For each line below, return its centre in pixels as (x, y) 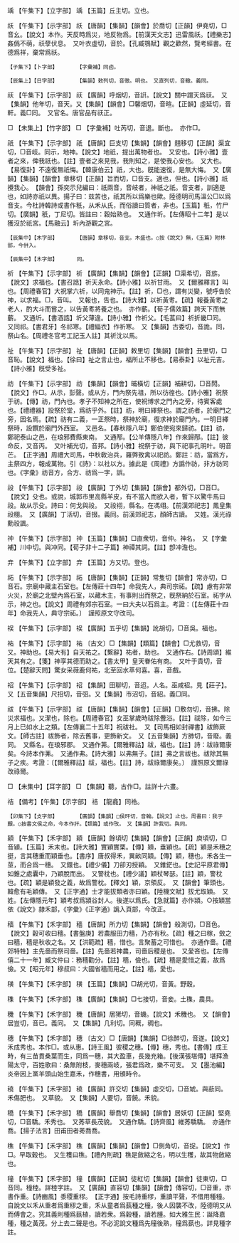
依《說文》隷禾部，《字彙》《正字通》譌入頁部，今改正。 (88, 909)
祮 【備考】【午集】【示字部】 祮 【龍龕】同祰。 (75, 802)
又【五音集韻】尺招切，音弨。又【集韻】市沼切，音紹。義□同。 (101, 694)
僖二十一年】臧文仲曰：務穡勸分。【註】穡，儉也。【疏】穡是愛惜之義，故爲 (116, 960)
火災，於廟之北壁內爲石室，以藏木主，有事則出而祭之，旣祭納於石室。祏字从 (119, 595)
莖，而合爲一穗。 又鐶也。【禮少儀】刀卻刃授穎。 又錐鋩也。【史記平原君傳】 (119, 864)
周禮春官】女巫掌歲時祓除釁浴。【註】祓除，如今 (155, 718)
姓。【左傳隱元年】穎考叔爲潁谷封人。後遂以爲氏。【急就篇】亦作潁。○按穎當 (119, 900)
